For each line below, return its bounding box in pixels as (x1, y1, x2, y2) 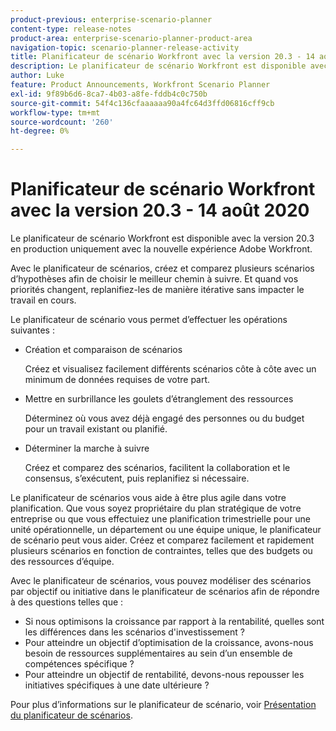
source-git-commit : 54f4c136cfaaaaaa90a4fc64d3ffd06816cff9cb (10, 98, 275, 108)
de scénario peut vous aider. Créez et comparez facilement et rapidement (10, 534, 315, 546)
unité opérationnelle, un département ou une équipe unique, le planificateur (10, 524, 322, 536)
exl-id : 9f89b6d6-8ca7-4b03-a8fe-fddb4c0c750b (10, 89, 208, 99)
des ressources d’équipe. (10, 556, 115, 568)
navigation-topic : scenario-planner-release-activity (10, 42, 240, 53)
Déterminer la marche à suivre (24, 442, 150, 455)
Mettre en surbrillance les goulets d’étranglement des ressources (24, 393, 294, 405)
